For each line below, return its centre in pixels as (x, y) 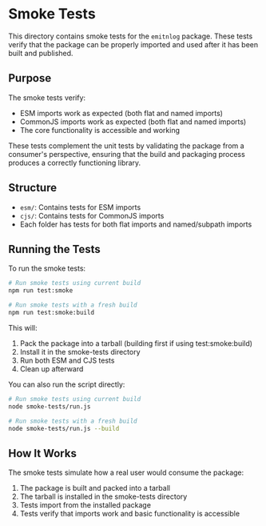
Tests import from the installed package (85, 505)
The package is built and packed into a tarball (95, 488)
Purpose (30, 78)
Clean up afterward (52, 368)
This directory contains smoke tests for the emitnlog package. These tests (131, 36)
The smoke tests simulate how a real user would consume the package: (126, 472)
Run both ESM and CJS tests (67, 360)
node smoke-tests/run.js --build (64, 428)
